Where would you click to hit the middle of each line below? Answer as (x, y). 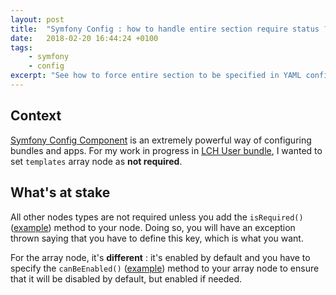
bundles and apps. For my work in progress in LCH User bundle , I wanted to (166, 150)
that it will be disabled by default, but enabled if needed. (126, 278)
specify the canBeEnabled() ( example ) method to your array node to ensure (165, 268)
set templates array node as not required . (96, 161)
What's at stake (60, 192)
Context (36, 116)
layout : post (37, 19)
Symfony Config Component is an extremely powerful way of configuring (161, 140)
